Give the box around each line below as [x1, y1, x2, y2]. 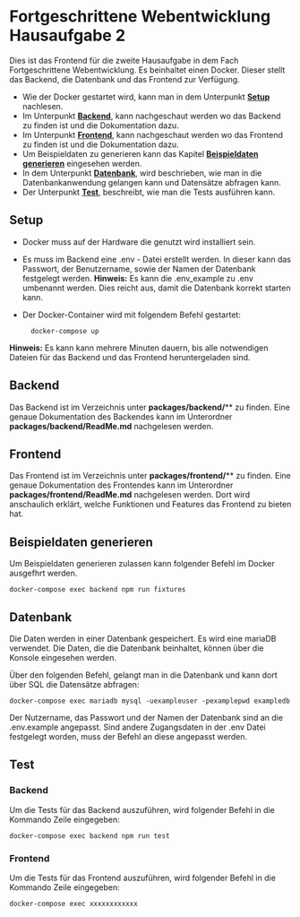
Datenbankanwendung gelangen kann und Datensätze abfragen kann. [21, 177, 282, 187]
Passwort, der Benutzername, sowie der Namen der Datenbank [21, 263, 256, 274]
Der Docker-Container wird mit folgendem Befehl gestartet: [21, 309, 242, 320]
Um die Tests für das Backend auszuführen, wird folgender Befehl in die [9, 804, 275, 815]
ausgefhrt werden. [9, 567, 78, 579]
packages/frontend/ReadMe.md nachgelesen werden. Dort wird [9, 489, 251, 500]
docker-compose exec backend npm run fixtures [9, 585, 186, 594]
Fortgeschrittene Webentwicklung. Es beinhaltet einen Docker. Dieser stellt [9, 65, 286, 75]
